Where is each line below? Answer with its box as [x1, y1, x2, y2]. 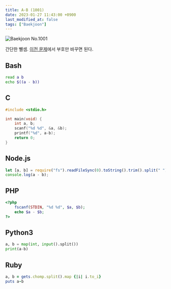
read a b [5, 75, 24, 80]
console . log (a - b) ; [5, 172, 49, 177]
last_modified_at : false [5, 17, 58, 22]
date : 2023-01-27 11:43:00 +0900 [5, 12, 76, 17]
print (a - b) [5, 247, 28, 252]
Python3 [5, 228, 33, 237]
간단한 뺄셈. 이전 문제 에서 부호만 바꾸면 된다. [5, 46, 94, 52]
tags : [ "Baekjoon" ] [5, 21, 47, 27]
